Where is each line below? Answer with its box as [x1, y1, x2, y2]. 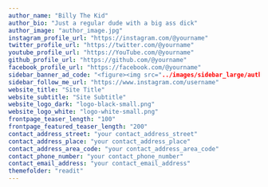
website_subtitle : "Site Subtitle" [8, 93, 127, 101]
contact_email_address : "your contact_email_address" [8, 160, 191, 168]
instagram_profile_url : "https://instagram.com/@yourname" [8, 33, 209, 42]
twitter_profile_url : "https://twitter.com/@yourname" [8, 41, 195, 49]
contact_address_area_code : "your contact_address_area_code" [8, 145, 219, 153]
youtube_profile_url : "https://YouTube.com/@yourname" [8, 49, 195, 56]
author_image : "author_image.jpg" [8, 26, 124, 34]
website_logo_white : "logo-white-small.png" [8, 108, 159, 116]
